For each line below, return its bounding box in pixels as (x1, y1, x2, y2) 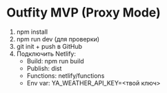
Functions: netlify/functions (26, 71, 105, 80)
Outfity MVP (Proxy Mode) (6, 5, 161, 21)
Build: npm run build (26, 56, 84, 65)
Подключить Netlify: (16, 50, 77, 58)
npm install (16, 28, 48, 36)
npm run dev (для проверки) (16, 34, 100, 43)
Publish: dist (26, 64, 62, 72)
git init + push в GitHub (16, 42, 83, 50)
